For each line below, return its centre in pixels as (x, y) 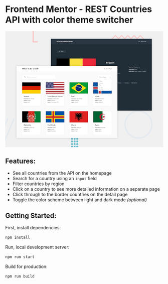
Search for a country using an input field (54, 179)
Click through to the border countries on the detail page (70, 195)
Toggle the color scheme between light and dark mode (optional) (79, 200)
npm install (18, 238)
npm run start (20, 257)
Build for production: (26, 266)
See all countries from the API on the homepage (62, 173)
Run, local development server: (37, 247)
